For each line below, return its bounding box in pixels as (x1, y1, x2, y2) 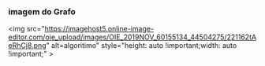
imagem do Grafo (8, 6, 77, 17)
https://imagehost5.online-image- (44, 24, 155, 34)
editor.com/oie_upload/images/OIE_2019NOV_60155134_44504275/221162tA (8, 32, 257, 42)
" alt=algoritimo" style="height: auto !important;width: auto (46, 41, 237, 50)
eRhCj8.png (8, 41, 47, 50)
